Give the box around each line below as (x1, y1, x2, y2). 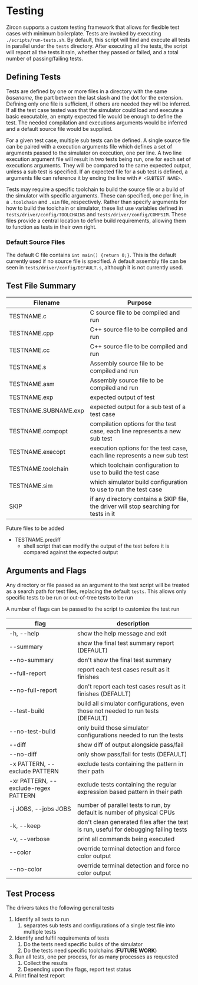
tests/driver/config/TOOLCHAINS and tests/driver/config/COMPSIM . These (6, 210, 187, 218)
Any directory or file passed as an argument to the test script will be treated (6, 581, 190, 588)
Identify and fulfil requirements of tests (14, 934, 110, 941)
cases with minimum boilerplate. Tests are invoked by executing (6, 29, 161, 37)
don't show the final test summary (77, 655, 172, 664)
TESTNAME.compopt (9, 427, 68, 435)
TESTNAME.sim (9, 482, 53, 490)
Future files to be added (6, 525, 64, 532)
